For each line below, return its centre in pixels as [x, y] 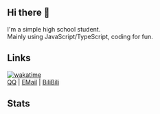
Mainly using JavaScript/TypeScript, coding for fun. [80, 36]
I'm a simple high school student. [54, 29]
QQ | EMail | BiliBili [33, 82]
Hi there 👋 [28, 13]
